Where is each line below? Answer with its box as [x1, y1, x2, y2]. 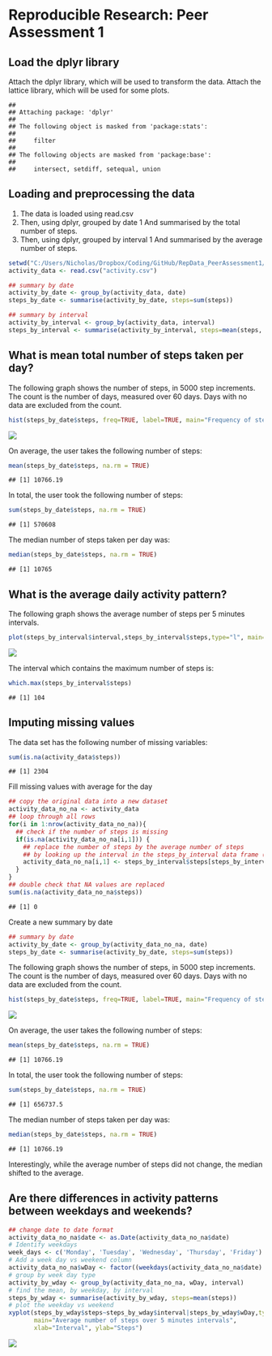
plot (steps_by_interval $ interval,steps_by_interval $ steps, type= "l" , [8, 633, 244, 641]
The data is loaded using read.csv [19, 209, 134, 219]
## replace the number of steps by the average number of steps [23, 843, 244, 851]
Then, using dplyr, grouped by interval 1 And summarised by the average [19, 234, 263, 245]
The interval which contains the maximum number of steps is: [8, 663, 215, 673]
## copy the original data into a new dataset [8, 798, 168, 806]
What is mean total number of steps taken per [8, 349, 244, 362]
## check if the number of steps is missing [15, 827, 168, 836]
